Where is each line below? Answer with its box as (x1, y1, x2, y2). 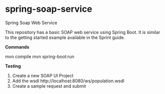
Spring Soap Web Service (5, 20, 58, 26)
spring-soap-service (5, 3, 93, 15)
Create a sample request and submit (12, 83, 86, 89)
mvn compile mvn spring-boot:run (5, 53, 75, 60)
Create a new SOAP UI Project (12, 72, 74, 78)
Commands (5, 44, 30, 50)
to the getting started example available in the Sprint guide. (5, 34, 125, 40)
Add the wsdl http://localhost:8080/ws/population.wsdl (12, 78, 125, 84)
